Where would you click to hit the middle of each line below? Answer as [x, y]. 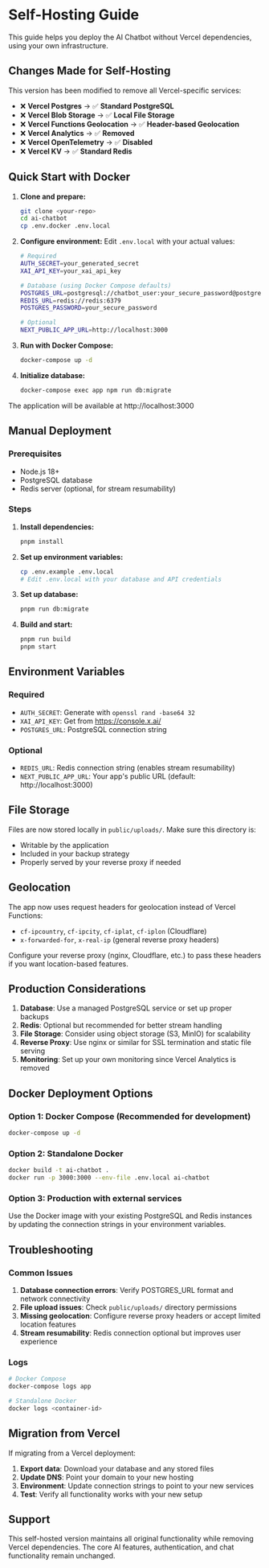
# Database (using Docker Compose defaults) [96, 286]
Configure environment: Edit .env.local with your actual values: [127, 241]
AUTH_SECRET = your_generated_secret [79, 264]
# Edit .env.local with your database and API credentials [121, 579]
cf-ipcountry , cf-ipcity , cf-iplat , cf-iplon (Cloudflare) [113, 931]
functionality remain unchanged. [62, 1556]
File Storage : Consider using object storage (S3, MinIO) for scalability [135, 1034]
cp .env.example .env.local [67, 572]
